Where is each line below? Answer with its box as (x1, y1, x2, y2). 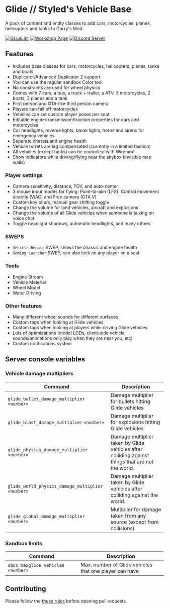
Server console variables (5, 355, 86, 364)
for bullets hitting (110, 398, 151, 405)
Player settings (5, 172, 43, 179)
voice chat (12, 215, 34, 222)
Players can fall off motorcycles (12, 106, 78, 112)
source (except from (110, 519, 159, 526)
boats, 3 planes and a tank (12, 95, 68, 101)
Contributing (5, 584, 46, 593)
